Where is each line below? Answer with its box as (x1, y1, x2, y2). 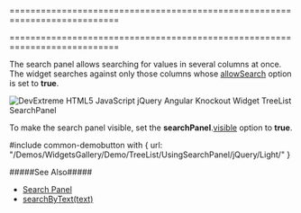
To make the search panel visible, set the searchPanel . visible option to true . (9, 122, 293, 133)
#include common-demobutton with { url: (9, 140, 163, 150)
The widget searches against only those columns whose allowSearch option (9, 68, 292, 79)
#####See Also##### (9, 167, 93, 177)
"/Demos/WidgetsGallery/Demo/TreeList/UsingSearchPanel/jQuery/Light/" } (9, 149, 291, 160)
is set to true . (9, 78, 59, 88)
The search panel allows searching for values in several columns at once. (9, 59, 282, 69)
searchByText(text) (22, 194, 94, 204)
